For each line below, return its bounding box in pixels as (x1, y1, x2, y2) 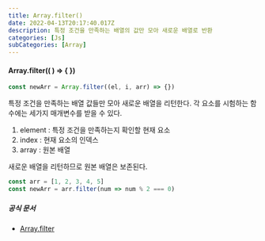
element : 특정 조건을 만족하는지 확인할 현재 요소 (19, 125, 171, 135)
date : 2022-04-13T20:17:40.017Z (8, 19, 115, 27)
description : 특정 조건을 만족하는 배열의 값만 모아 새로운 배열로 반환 (8, 26, 213, 34)
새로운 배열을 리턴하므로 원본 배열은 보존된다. (8, 162, 148, 171)
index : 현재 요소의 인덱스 (19, 136, 99, 145)
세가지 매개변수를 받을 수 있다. (28, 109, 123, 118)
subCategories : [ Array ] (8, 41, 87, 49)
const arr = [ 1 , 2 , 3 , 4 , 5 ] (8, 178, 104, 186)
